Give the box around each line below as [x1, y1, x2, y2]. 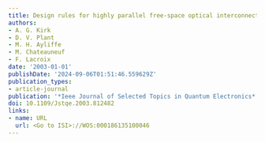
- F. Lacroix [8, 56, 51, 64]
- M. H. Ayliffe [8, 41, 62, 49]
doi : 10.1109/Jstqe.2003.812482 [8, 99, 114, 107]
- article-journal [8, 84, 69, 93]
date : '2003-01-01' [8, 63, 73, 71]
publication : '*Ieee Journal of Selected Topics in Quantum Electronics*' [8, 92, 259, 100]
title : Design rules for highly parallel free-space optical [8, 11, 214, 20]
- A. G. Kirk [8, 26, 51, 34]
